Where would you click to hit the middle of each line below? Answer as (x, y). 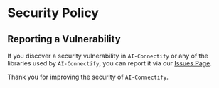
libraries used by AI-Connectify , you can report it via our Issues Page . (109, 63)
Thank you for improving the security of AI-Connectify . (88, 77)
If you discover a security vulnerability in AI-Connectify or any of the (108, 56)
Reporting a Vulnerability (64, 39)
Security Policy (53, 13)
